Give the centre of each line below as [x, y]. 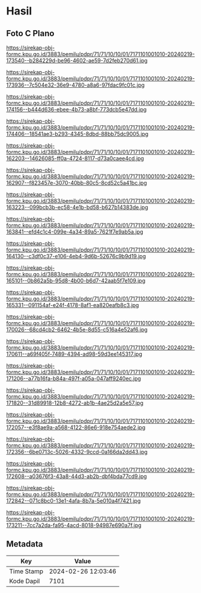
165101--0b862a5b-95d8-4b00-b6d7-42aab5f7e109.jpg [76, 281]
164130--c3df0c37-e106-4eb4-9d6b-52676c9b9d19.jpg [76, 256]
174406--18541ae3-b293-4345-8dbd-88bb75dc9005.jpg [77, 134]
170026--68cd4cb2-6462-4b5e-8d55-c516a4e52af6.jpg [77, 330]
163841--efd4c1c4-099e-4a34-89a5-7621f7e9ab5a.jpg [75, 232]
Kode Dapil [25, 581]
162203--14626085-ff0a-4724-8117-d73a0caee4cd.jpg [75, 158]
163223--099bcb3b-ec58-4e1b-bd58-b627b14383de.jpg [77, 207]
